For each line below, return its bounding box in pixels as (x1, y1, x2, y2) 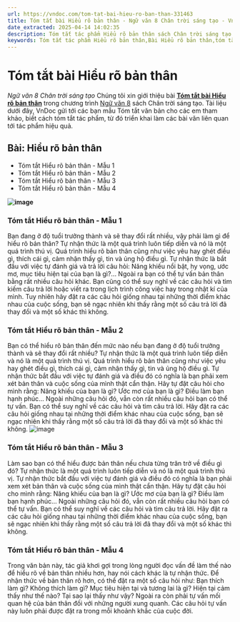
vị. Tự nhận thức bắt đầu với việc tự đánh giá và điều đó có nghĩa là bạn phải (7, 474, 232, 482)
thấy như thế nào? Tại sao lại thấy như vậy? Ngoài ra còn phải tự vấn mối (7, 591, 221, 600)
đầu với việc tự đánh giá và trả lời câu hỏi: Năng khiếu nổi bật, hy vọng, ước (7, 262, 229, 271)
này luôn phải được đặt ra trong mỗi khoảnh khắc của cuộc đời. (7, 607, 194, 616)
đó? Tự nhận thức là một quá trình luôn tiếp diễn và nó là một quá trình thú (7, 466, 226, 475)
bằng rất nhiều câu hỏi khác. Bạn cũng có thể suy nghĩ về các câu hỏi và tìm (7, 277, 232, 286)
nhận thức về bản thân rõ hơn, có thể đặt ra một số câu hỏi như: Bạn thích (7, 576, 225, 585)
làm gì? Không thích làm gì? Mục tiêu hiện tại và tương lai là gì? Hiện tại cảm (7, 584, 231, 593)
